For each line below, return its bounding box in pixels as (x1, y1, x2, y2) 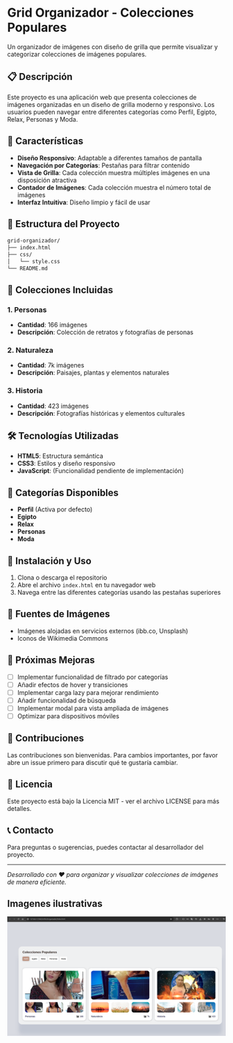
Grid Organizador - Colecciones (7, 5, 194, 21)
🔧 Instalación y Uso (7, 555, 92, 567)
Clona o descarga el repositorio (17, 573, 107, 582)
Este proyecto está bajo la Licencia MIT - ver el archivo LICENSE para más (7, 797, 220, 805)
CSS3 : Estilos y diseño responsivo (17, 459, 116, 468)
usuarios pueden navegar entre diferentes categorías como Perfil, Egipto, (7, 108, 217, 116)
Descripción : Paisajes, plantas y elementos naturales (17, 368, 170, 377)
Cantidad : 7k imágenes (17, 361, 85, 370)
